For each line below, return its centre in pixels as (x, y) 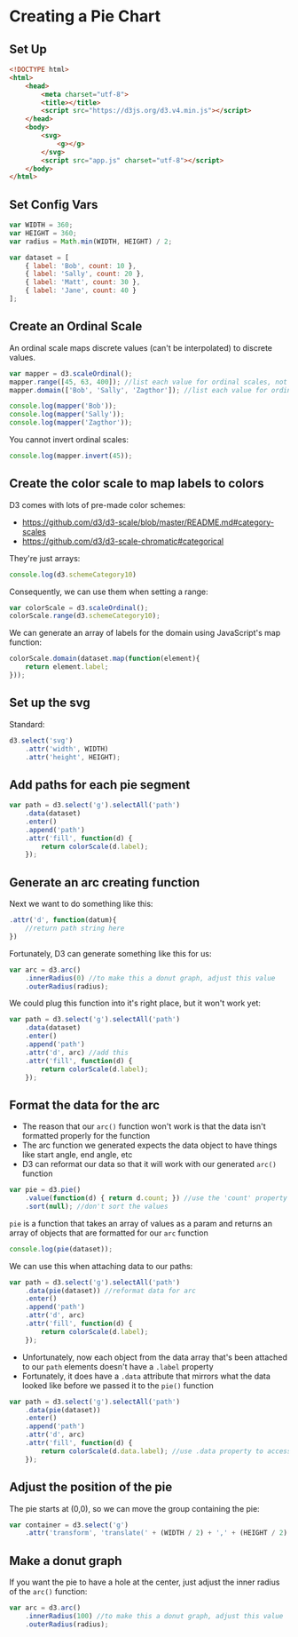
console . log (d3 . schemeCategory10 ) (73, 575)
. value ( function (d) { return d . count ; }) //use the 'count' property (157, 1198)
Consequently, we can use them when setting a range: (109, 592)
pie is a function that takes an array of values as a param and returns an (141, 1223)
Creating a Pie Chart (85, 16)
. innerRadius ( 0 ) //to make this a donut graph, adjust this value (150, 978)
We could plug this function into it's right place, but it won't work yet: (135, 1003)
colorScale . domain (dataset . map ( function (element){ (105, 659)
